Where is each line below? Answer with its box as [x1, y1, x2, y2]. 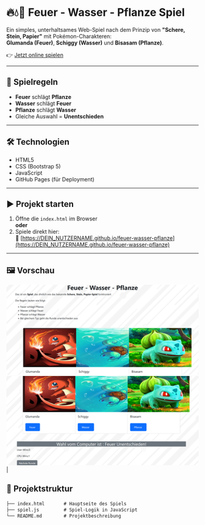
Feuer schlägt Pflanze [15, 93, 72, 100]
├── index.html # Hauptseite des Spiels [6, 501, 127, 507]
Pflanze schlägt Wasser [15, 106, 76, 114]
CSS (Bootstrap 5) [15, 162, 61, 170]
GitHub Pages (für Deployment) [15, 175, 95, 183]
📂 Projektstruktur [6, 483, 73, 494]
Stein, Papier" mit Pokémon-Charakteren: [6, 32, 112, 40]
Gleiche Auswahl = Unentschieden [15, 112, 104, 120]
